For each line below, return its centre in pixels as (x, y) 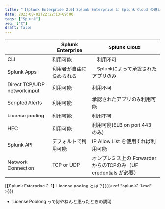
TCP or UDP (66, 165)
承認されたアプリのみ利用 (122, 99)
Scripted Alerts (25, 103)
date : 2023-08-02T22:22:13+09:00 (39, 14)
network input (24, 91)
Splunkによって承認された (127, 69)
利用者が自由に (69, 69)
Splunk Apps (22, 72)
